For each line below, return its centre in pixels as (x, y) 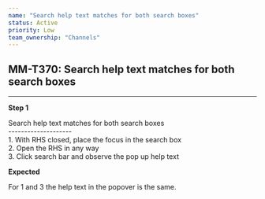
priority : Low (32, 30)
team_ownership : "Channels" (54, 37)
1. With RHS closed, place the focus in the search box (95, 140)
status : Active (33, 23)
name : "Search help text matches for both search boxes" (104, 15)
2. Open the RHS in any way (54, 148)
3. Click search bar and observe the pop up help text (94, 157)
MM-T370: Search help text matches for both (121, 69)
